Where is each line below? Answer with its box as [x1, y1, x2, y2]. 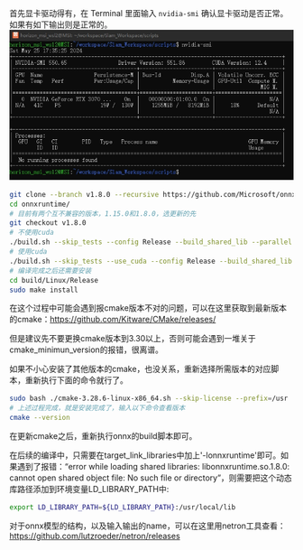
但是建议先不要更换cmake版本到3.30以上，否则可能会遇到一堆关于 [9, 333, 257, 344]
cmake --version [9, 414, 70, 423]
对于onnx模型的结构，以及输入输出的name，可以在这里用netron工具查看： [9, 520, 286, 531]
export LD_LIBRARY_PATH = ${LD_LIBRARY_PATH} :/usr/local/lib [9, 503, 236, 512]
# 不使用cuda [9, 228, 54, 238]
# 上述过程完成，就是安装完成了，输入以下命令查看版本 [9, 404, 186, 413]
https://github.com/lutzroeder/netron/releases [9, 530, 180, 541]
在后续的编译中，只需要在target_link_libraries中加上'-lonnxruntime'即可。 [9, 450, 281, 461]
